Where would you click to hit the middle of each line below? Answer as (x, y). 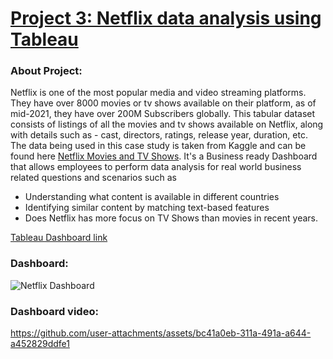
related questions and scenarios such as (93, 178)
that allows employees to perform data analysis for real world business (156, 167)
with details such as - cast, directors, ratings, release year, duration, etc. (159, 135)
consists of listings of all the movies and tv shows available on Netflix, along (167, 124)
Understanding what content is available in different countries (152, 197)
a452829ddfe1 (40, 344)
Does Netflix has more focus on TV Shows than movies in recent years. (171, 218)
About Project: (46, 71)
